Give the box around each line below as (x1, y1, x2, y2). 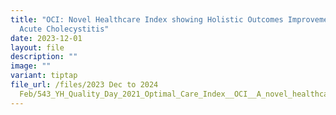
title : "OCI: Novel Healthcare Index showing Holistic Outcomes (10, 14, 284, 25)
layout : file (10, 42, 65, 53)
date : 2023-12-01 (10, 33, 83, 43)
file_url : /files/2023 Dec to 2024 (10, 80, 159, 90)
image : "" (10, 61, 52, 71)
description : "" (10, 52, 78, 62)
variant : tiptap (10, 71, 78, 81)
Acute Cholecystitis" (19, 24, 110, 34)
